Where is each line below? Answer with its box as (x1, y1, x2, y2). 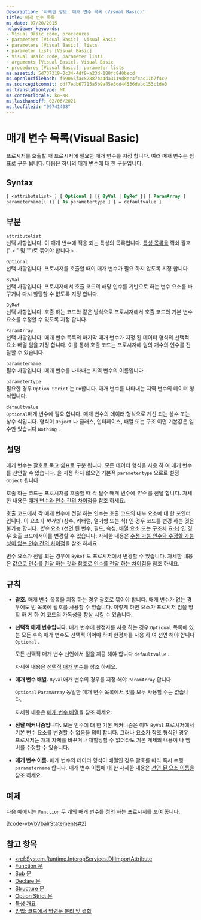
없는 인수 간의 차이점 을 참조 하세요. (17, 539, 99, 546)
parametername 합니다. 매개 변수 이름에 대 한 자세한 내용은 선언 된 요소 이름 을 (14, 764, 195, 771)
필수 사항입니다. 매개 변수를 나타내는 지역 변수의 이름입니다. (6, 366, 145, 374)
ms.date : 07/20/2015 (6, 20, 58, 26)
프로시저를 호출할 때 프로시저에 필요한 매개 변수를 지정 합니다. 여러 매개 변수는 (6, 152, 188, 160)
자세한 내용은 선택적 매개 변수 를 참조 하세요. (14, 663, 118, 671)
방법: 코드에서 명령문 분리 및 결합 (14, 907, 92, 915)
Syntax (6, 178, 33, 188)
